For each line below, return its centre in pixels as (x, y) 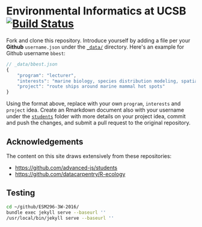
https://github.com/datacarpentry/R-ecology (70, 174)
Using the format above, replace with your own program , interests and (93, 104)
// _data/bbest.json (32, 64)
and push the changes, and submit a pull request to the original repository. (99, 123)
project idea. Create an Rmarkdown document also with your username (95, 110)
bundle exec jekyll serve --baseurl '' (56, 212)
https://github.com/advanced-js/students (66, 168)
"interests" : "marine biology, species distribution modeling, (98, 81)
